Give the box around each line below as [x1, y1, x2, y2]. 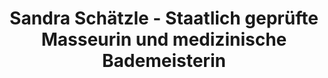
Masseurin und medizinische [40, 28, 288, 51]
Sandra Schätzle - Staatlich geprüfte [9, 7, 319, 30]
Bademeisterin [102, 50, 226, 72]
